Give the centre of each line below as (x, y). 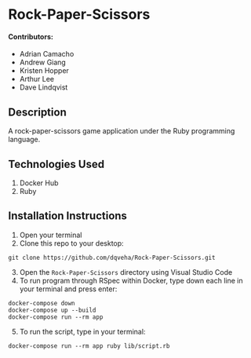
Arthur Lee (37, 79)
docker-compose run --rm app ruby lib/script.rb (89, 346)
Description (37, 112)
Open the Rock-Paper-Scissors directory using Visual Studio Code (126, 272)
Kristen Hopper (44, 71)
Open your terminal (51, 235)
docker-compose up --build (52, 310)
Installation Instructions (68, 216)
